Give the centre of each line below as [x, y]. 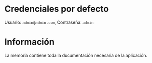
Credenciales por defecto [57, 9]
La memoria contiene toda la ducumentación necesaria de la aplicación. [76, 55]
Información [30, 42]
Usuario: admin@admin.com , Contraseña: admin [49, 22]
